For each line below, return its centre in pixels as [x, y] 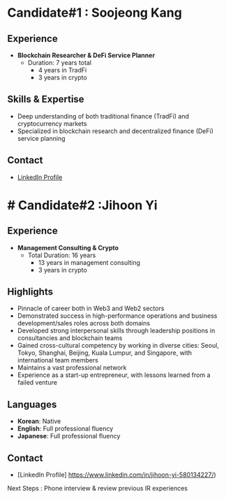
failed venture [37, 383]
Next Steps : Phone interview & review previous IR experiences [98, 489]
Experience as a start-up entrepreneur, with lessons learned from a [114, 375]
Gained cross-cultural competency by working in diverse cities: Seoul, [118, 346]
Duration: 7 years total [60, 63]
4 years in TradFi [62, 70]
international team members [58, 360]
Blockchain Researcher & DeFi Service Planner [86, 55]
